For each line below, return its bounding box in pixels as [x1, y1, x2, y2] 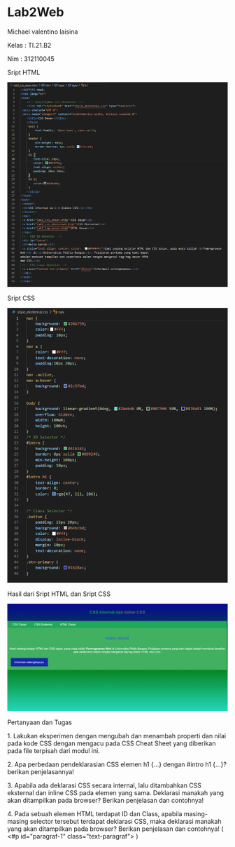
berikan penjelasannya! [7, 768, 75, 776]
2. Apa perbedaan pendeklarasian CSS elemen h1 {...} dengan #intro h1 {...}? [7, 760, 227, 768]
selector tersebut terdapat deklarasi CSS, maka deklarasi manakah [29, 818, 222, 826]
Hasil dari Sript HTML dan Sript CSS [7, 590, 111, 598]
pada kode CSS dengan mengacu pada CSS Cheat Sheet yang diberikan [7, 739, 216, 747]
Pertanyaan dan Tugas [7, 718, 72, 726]
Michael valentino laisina [7, 27, 78, 36]
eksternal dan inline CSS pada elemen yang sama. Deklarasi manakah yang [7, 789, 225, 797]
